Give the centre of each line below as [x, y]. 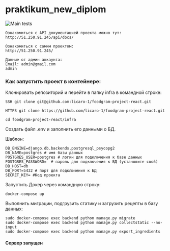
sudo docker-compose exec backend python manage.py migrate [70, 218]
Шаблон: [15, 139]
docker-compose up [25, 194]
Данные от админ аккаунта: [34, 60]
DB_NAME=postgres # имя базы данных [44, 153]
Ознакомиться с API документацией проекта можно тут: [64, 33]
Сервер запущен [24, 243]
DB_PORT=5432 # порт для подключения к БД [51, 171]
